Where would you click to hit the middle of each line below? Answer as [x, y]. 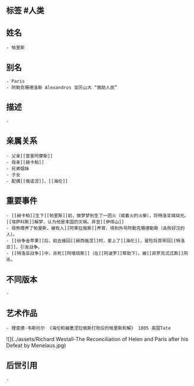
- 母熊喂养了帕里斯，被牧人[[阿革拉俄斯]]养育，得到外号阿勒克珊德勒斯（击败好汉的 [96, 229]
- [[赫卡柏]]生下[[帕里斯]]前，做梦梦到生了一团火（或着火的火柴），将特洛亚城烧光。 [98, 216]
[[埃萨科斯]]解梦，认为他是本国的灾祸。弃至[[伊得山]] [65, 222]
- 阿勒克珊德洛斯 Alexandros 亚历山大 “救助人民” [62, 88]
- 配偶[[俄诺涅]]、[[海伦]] [37, 181]
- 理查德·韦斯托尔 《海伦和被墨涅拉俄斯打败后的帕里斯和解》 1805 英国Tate [89, 328]
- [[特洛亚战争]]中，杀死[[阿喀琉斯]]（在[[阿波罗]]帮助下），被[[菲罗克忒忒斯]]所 [97, 253]
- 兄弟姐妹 [18, 168]
